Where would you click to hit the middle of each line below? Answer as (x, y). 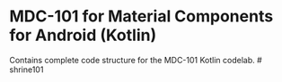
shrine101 (26, 70)
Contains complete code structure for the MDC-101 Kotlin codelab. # (136, 60)
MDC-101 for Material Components (141, 16)
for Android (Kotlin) (83, 35)
